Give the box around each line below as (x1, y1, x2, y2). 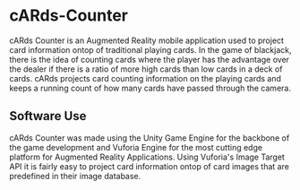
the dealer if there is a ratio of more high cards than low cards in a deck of (9, 64, 283, 74)
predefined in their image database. (9, 170, 141, 181)
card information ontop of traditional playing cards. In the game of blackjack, (9, 44, 292, 55)
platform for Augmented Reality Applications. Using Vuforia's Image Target (9, 151, 285, 162)
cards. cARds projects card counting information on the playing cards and (9, 73, 282, 83)
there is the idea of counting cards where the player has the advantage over (9, 54, 289, 65)
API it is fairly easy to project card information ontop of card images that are (9, 160, 289, 171)
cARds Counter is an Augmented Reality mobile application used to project (9, 35, 285, 46)
